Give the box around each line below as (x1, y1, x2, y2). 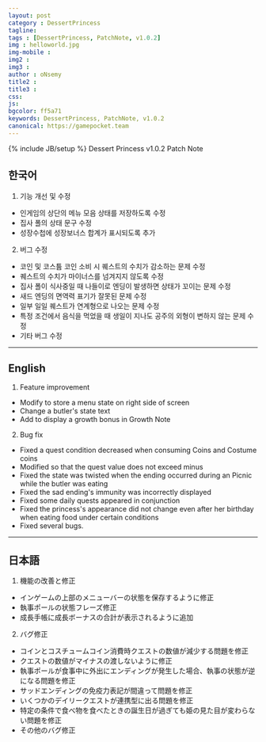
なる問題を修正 (26, 676, 76, 686)
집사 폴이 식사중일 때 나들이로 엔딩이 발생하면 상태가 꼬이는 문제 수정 (19, 281, 231, 291)
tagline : (8, 26, 37, 34)
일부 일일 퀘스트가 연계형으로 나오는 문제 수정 (19, 301, 160, 310)
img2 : (8, 56, 30, 64)
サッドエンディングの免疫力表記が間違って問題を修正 (19, 686, 193, 695)
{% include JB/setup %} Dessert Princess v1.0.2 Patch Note (8, 143, 203, 153)
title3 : (8, 85, 37, 93)
